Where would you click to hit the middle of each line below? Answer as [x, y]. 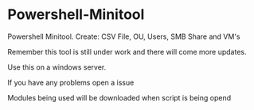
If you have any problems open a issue [71, 82]
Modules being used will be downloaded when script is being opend [119, 97]
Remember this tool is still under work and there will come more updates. [127, 51]
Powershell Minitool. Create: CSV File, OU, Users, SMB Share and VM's [124, 36]
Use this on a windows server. [57, 67]
